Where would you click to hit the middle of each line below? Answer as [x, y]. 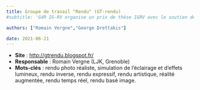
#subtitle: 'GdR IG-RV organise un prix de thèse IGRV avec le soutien [97, 17]
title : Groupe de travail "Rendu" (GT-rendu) [63, 12]
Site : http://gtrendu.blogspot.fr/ [54, 55]
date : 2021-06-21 [28, 38]
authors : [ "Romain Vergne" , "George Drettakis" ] [66, 28]
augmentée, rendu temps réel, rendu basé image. [75, 81]
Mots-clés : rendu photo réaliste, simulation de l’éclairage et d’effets [99, 68]
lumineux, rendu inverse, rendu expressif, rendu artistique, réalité [95, 74]
